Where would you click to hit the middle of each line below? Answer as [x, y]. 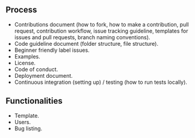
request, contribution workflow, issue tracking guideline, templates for [101, 31]
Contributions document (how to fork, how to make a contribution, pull [101, 24]
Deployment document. [43, 75]
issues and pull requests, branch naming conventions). [82, 37]
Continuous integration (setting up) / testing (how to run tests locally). [101, 82]
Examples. [27, 56]
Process [21, 10]
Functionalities [34, 101]
